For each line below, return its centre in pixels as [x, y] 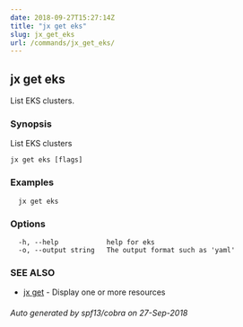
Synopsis [31, 124]
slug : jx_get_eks [43, 34]
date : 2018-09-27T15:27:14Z [63, 18]
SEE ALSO [33, 272]
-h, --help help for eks [87, 242]
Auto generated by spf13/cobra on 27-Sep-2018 [99, 313]
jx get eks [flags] [47, 160]
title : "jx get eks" [49, 26]
